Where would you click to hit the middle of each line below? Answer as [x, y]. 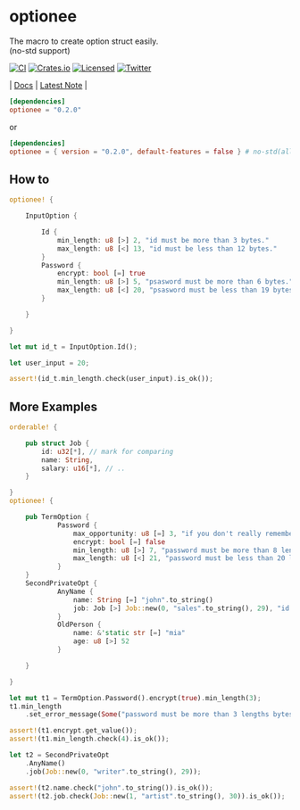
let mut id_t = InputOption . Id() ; [74, 347]
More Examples [54, 406]
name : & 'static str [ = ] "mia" [129, 633]
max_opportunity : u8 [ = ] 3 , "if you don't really [167, 533]
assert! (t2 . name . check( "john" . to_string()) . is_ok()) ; [112, 788]
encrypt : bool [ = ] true [101, 274]
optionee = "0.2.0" [46, 110]
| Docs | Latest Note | [48, 85]
